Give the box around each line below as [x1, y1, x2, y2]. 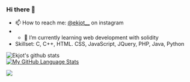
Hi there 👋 [6, 5, 36, 14]
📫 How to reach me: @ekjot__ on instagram [14, 19, 124, 26]
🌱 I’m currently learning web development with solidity [23, 34, 159, 41]
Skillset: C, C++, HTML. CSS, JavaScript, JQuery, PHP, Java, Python [14, 40, 185, 48]
